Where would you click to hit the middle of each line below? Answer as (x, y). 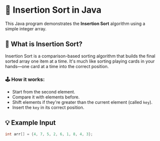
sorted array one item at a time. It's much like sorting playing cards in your (80, 61)
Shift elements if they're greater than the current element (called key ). (82, 102)
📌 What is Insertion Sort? (44, 44)
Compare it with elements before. (46, 97)
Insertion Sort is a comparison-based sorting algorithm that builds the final (80, 56)
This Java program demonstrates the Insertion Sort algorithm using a (75, 23)
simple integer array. (26, 28)
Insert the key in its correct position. (48, 108)
